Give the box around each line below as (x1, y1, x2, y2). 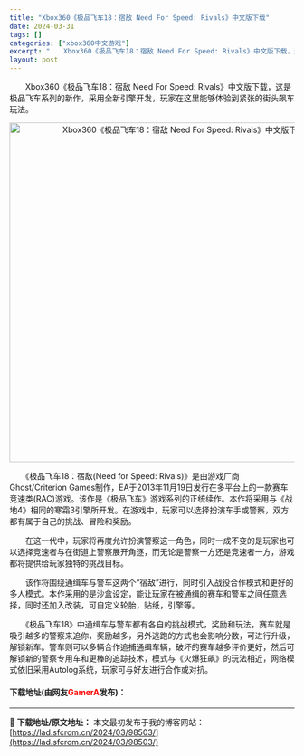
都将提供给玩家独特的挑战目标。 (9, 558, 128, 569)
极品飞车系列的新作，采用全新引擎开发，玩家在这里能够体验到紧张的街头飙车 (9, 92, 295, 103)
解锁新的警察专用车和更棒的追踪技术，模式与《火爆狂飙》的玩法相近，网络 (9, 653, 287, 664)
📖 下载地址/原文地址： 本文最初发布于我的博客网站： (9, 717, 205, 728)
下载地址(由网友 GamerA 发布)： (9, 686, 127, 697)
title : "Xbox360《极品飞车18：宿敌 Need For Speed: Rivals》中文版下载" (9, 13, 271, 23)
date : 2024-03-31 (9, 22, 75, 31)
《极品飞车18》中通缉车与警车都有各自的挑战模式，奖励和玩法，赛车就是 (24, 619, 291, 629)
